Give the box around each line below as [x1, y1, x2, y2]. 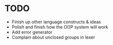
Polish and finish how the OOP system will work [11, 24, 109, 30]
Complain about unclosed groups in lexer [11, 34, 95, 40]
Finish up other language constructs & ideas [11, 19, 101, 25]
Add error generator [11, 29, 53, 35]
